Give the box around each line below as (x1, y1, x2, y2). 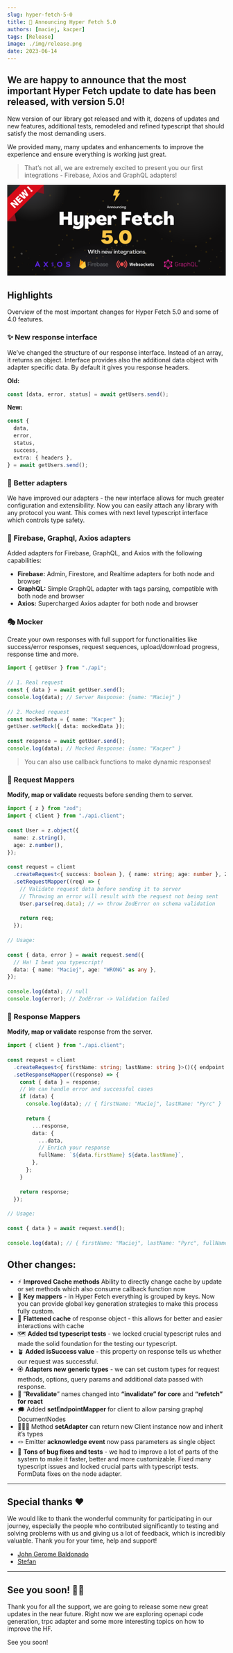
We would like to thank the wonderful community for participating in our (7, 1514, 213, 1523)
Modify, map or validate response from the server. (7, 1027, 153, 1036)
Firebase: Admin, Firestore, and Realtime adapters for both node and (17, 570, 215, 578)
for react (17, 1397, 43, 1405)
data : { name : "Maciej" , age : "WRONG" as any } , (13, 966, 157, 973)
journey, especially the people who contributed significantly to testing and (7, 1522, 219, 1530)
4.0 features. (7, 315, 44, 324)
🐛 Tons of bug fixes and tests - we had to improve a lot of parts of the (17, 1448, 218, 1456)
